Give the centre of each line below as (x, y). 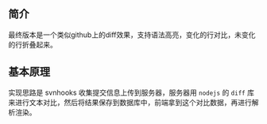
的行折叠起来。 (33, 44)
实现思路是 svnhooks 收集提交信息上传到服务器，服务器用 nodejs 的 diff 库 (131, 92)
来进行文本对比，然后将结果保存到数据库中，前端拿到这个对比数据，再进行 (130, 102)
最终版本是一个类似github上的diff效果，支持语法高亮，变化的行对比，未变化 (132, 35)
